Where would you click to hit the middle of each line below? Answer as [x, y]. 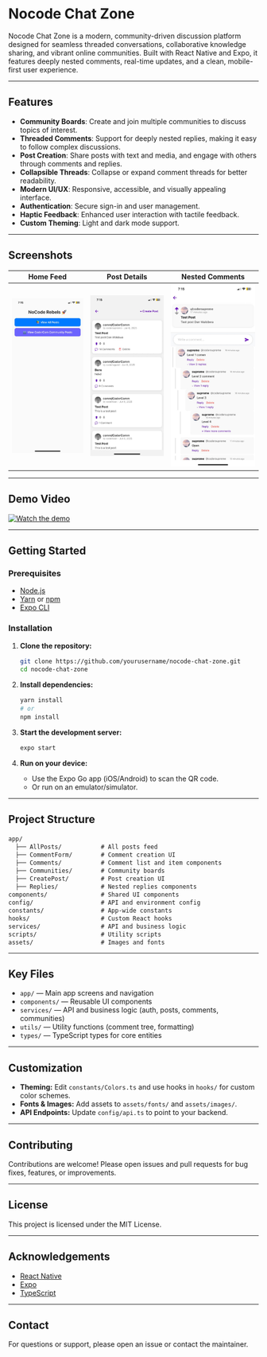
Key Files [31, 974]
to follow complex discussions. [70, 146]
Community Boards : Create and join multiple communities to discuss [133, 121]
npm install [39, 717]
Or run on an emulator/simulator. [85, 787]
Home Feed [48, 277]
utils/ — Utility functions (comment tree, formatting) [107, 1027]
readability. [38, 181]
